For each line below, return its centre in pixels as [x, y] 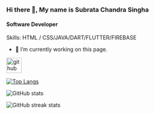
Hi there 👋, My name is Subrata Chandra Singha [77, 10]
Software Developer [32, 24]
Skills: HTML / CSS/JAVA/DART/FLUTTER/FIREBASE [71, 38]
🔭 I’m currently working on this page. [61, 49]
